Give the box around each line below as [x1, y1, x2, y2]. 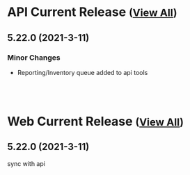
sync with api [7, 159, 45, 167]
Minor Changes [7, 53, 61, 62]
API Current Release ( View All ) [7, 4, 177, 20]
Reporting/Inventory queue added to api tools [17, 68, 148, 76]
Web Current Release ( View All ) [7, 114, 184, 129]
